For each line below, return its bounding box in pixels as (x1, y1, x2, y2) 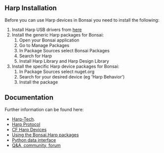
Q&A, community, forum (11, 142, 61, 148)
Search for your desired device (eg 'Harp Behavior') (19, 74, 125, 79)
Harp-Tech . (11, 116, 35, 122)
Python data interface (11, 137, 56, 143)
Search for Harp (19, 53, 52, 59)
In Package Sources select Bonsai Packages (19, 47, 110, 53)
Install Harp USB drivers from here (11, 27, 82, 33)
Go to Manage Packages (19, 42, 70, 48)
